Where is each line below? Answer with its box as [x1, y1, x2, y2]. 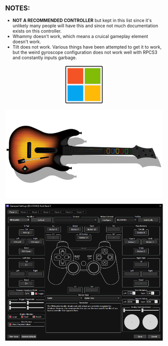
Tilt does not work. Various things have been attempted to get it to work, [12, 44, 162, 50]
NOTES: [5, 4, 30, 13]
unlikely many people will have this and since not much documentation [12, 23, 158, 29]
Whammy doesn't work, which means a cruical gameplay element [12, 33, 148, 39]
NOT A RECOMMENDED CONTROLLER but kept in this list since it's [12, 17, 152, 23]
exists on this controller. [12, 28, 62, 34]
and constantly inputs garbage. [12, 55, 77, 61]
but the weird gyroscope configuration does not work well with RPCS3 [12, 49, 157, 55]
